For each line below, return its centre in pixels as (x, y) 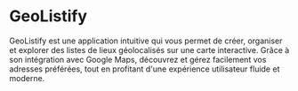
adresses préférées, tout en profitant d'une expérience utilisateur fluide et (145, 69)
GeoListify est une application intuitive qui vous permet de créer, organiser (146, 41)
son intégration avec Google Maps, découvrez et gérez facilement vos (138, 59)
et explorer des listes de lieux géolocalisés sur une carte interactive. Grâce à (149, 49)
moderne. (27, 78)
